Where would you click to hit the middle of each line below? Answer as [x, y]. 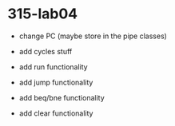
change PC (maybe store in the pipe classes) [93, 36]
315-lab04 [42, 14]
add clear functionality [56, 113]
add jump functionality [56, 82]
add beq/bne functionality [62, 97]
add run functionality [54, 67]
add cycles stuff [46, 51]
